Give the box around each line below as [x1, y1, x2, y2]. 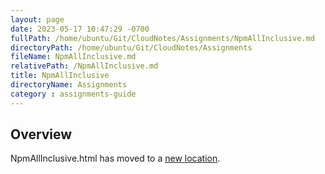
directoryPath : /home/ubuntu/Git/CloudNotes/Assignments [10, 42, 253, 53]
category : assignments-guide [10, 89, 137, 99]
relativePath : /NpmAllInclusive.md [10, 61, 159, 71]
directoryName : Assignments [10, 80, 128, 90]
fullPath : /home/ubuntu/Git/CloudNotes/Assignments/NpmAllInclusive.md [10, 33, 315, 43]
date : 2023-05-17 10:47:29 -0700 [10, 24, 150, 34]
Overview [10, 126, 73, 143]
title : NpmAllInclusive [10, 71, 110, 81]
